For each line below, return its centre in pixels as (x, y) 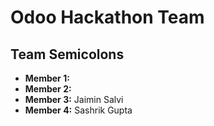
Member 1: (47, 78)
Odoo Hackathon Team (107, 17)
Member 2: (48, 89)
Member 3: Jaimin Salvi (74, 99)
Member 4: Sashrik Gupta (78, 110)
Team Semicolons (67, 54)
